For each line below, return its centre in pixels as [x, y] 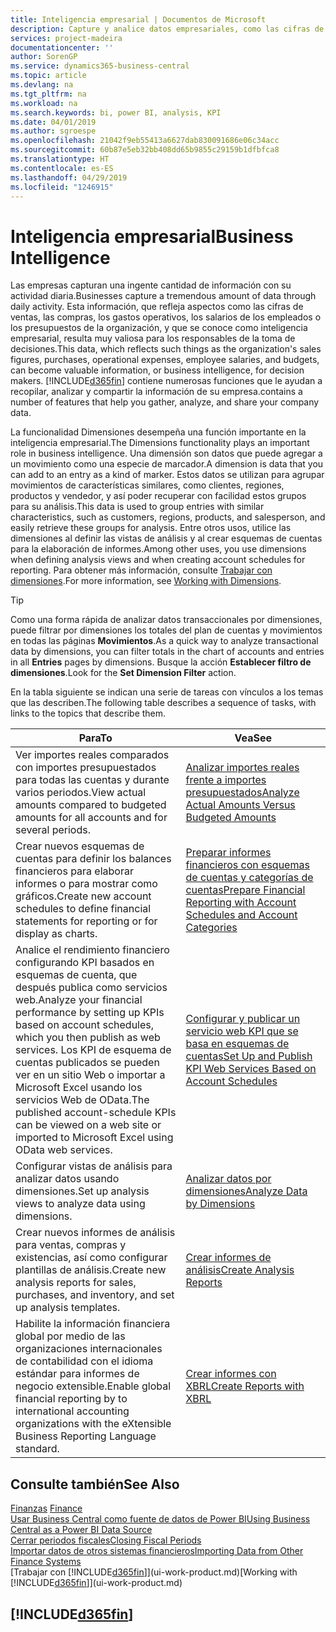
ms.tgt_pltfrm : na [48, 94]
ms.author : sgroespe [53, 131]
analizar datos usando [67, 1179]
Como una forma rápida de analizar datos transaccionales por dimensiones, [166, 620]
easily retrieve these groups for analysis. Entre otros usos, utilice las [151, 528]
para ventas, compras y [71, 1245]
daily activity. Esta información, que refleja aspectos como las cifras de [157, 307]
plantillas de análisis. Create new [91, 1270]
